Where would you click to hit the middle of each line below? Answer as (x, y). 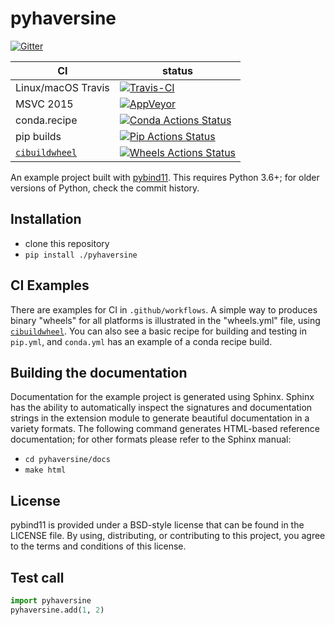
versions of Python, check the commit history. (105, 188)
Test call (37, 577)
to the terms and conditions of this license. (98, 546)
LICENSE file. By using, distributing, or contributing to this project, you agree (168, 536)
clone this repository (67, 243)
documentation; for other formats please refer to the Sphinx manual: (151, 439)
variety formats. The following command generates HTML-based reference (165, 429)
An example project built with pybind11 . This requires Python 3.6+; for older (165, 177)
